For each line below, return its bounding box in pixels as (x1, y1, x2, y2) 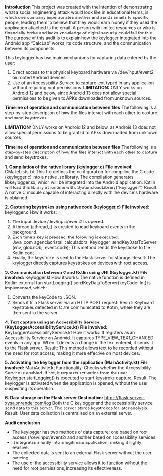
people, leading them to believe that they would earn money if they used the (5, 19, 158, 25)
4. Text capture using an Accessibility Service (5, 319, 100, 325)
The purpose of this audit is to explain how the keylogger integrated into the (5, 35, 157, 41)
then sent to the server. (12, 310, 59, 315)
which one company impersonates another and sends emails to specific (5, 15, 149, 20)
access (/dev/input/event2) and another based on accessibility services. (12, 434, 157, 440)
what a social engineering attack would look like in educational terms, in (5, 9, 149, 15)
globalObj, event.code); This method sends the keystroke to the (23, 245, 150, 250)
